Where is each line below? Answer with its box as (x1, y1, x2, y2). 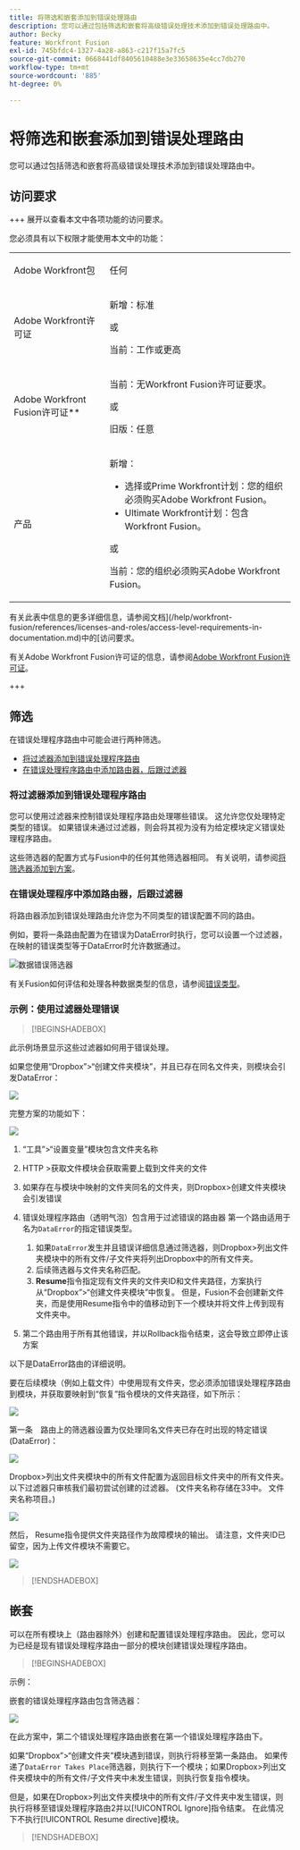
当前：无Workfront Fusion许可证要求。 (109, 378, 272, 391)
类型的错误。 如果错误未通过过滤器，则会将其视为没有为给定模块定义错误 (9, 822, 278, 832)
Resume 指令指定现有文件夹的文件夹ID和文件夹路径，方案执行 (35, 1276, 262, 1287)
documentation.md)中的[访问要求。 (9, 632, 140, 644)
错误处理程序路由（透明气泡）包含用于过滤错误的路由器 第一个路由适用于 (21, 1212, 291, 1223)
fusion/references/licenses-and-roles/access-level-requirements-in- (9, 622, 263, 633)
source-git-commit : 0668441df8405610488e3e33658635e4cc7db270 (9, 55, 246, 63)
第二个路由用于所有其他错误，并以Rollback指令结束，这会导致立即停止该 (21, 1329, 289, 1339)
